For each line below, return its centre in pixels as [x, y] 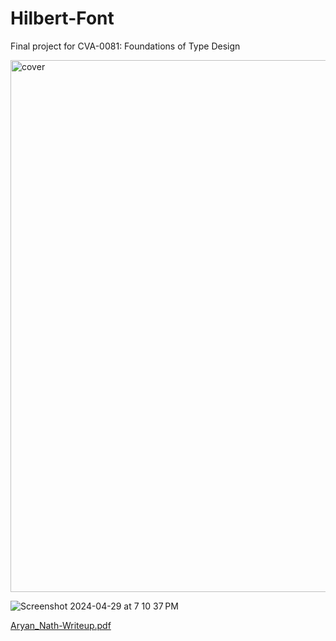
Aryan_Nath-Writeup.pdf [61, 625]
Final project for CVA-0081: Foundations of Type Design [125, 46]
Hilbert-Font [62, 18]
